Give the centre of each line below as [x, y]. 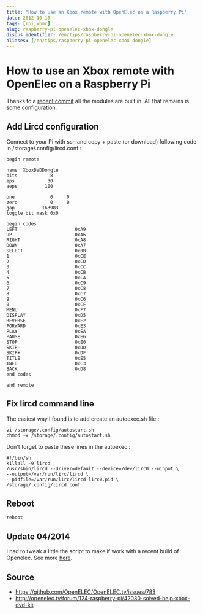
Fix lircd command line [50, 404]
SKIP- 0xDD [46, 348]
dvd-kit [24, 605]
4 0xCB [46, 272]
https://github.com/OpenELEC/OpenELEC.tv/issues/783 [85, 592]
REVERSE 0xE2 [46, 321]
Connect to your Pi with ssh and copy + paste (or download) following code [102, 141]
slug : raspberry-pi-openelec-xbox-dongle [60, 29]
